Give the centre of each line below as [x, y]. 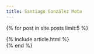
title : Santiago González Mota [44, 11]
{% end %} [20, 45]
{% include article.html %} [38, 39]
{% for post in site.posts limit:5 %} [47, 28]
